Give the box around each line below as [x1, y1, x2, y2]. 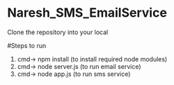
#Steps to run [7, 41, 47, 49]
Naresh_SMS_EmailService [7, 5, 167, 21]
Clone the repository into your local [7, 28, 109, 36]
